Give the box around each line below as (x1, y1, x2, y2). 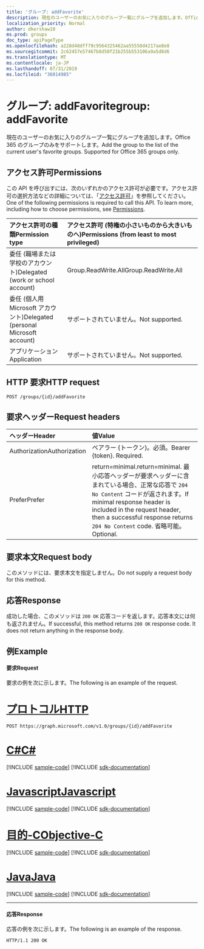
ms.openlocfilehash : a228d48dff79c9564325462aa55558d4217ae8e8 (6, 43, 170, 49)
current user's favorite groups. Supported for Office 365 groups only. (6, 148, 180, 155)
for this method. (6, 576, 47, 584)
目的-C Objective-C (6, 828, 103, 842)
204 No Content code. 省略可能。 (92, 521, 185, 530)
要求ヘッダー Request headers (6, 412, 120, 422)
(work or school (9, 276, 55, 284)
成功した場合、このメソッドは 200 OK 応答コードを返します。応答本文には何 (6, 613, 195, 620)
